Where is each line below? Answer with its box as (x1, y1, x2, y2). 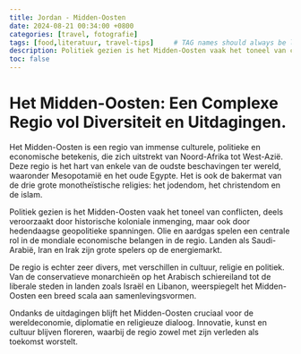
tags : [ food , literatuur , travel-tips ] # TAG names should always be (9, 38, 287, 47)
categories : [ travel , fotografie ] (9, 29, 139, 38)
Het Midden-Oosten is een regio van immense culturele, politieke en (9, 141, 262, 152)
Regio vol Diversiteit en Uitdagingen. (9, 113, 287, 132)
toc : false (9, 55, 50, 63)
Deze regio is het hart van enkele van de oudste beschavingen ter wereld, (9, 160, 281, 171)
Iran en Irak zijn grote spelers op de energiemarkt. (37, 244, 222, 255)
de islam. (9, 189, 43, 199)
